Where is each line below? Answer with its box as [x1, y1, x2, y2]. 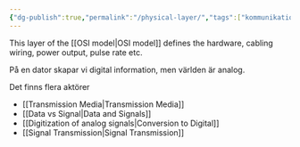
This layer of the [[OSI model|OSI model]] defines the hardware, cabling [9, 37, 274, 48]
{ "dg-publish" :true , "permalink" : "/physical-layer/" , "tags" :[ [9, 12, 242, 22]
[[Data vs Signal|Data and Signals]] [21, 108, 152, 118]
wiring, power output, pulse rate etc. [9, 46, 143, 58]
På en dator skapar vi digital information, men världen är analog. [9, 64, 246, 75]
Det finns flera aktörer [9, 81, 90, 92]
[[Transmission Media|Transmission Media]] [21, 99, 185, 110]
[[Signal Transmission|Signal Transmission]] [21, 127, 185, 138]
